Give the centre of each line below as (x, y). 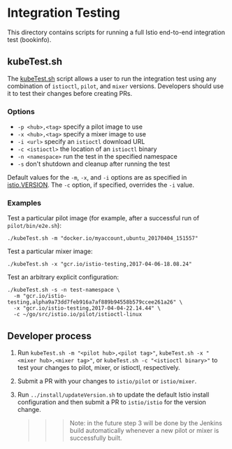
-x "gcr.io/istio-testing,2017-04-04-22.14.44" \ (87, 308)
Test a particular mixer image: (50, 251)
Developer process (50, 336)
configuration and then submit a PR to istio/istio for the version (111, 402)
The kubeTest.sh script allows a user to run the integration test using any (112, 78)
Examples (24, 203)
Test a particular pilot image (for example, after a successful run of (103, 218)
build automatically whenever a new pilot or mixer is (144, 431)
